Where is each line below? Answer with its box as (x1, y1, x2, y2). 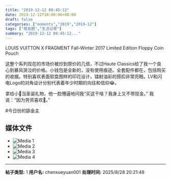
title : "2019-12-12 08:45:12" (5, 7, 70, 13)
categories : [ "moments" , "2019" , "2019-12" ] (5, 21, 97, 27)
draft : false (5, 17, 33, 22)
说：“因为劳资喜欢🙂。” (5, 97, 50, 103)
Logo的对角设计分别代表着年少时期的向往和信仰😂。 (9, 80, 120, 86)
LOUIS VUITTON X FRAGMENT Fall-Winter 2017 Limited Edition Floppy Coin (5, 45, 164, 51)
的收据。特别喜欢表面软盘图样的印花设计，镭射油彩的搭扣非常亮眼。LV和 (5, 74, 158, 79)
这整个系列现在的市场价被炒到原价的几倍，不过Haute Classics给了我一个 (5, 61, 157, 66)
